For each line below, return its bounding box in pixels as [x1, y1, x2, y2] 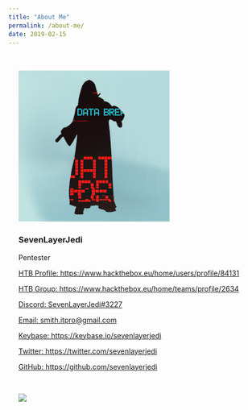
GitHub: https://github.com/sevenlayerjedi [19, 362, 158, 371]
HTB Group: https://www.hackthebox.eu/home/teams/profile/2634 [19, 284, 239, 293]
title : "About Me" [8, 13, 70, 21]
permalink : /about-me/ [8, 21, 85, 30]
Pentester [19, 252, 51, 262]
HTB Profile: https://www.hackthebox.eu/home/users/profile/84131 [19, 268, 240, 278]
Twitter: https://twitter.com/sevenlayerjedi [19, 346, 158, 356]
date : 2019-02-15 [8, 30, 67, 38]
